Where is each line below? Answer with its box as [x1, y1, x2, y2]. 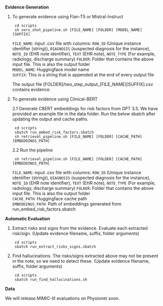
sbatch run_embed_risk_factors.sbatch [14, 130, 94, 135]
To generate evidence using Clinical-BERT [12, 96, 98, 102]
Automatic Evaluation [5, 216, 50, 221]
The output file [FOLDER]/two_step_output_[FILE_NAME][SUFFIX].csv [12, 81, 153, 87]
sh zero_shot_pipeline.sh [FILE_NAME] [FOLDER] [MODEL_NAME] [14, 28, 142, 32]
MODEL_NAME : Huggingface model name [12, 66, 89, 72]
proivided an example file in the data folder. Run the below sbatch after [12, 111, 156, 117]
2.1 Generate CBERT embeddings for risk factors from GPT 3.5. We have [12, 106, 158, 111]
